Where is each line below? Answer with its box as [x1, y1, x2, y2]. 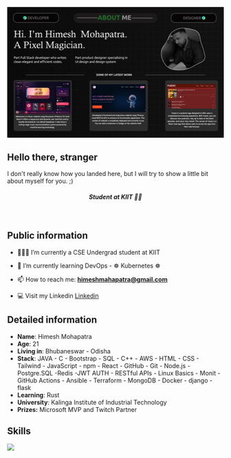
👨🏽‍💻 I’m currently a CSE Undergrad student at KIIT [16, 248, 160, 257]
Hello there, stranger [7, 151, 98, 163]
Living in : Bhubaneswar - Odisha [16, 347, 111, 355]
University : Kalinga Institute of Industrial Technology [16, 398, 167, 406]
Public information [7, 230, 88, 241]
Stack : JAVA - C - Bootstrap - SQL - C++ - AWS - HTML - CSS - [16, 354, 199, 362]
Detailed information [7, 314, 98, 326]
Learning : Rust [16, 391, 60, 399]
